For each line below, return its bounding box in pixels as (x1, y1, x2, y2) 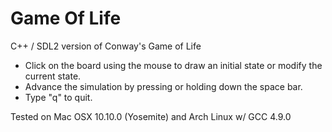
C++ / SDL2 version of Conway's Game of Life (10, 40, 202, 52)
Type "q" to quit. (24, 91, 93, 103)
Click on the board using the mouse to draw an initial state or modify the (24, 59, 323, 71)
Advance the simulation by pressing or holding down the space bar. (24, 80, 303, 92)
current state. (24, 70, 82, 82)
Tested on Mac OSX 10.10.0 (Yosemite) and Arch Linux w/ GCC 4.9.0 (10, 110, 292, 122)
